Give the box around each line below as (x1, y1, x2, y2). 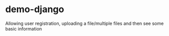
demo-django (5, 4, 64, 15)
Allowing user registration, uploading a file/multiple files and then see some (5, 20, 164, 26)
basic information (5, 25, 42, 31)
